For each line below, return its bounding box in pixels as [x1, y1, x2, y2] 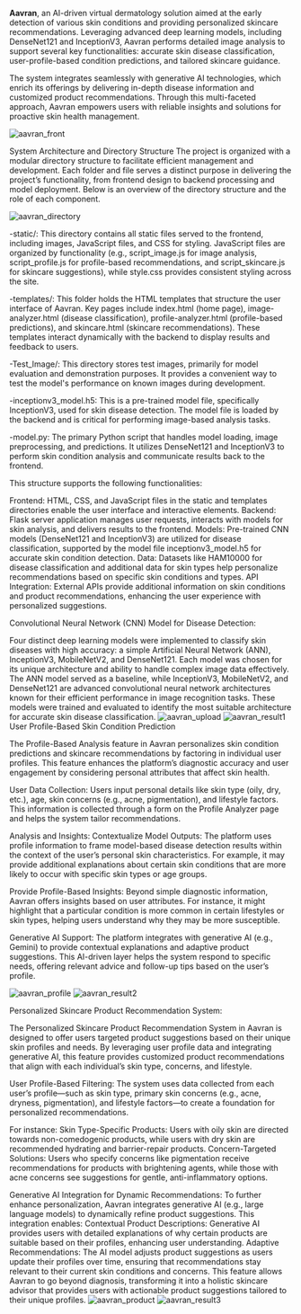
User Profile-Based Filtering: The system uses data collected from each [9, 1079, 275, 1088]
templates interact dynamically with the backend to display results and [9, 332, 270, 342]
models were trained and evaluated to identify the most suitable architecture [9, 702, 292, 713]
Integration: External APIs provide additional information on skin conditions [9, 582, 286, 591]
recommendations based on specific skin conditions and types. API [9, 572, 259, 582]
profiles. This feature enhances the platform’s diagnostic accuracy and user [9, 758, 289, 768]
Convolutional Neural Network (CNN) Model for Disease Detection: [9, 617, 256, 628]
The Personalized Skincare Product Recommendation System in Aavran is [9, 1023, 283, 1033]
